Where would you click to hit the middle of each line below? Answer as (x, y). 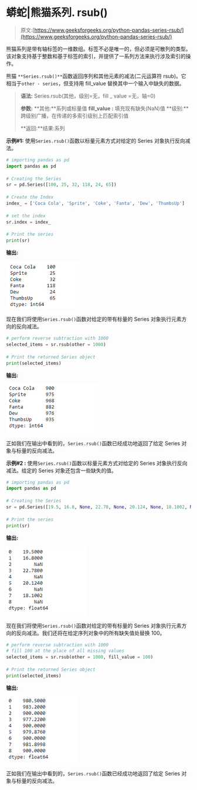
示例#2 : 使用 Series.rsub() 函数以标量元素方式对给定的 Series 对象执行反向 (97, 463)
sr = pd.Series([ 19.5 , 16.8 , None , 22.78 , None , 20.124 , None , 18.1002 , (97, 507)
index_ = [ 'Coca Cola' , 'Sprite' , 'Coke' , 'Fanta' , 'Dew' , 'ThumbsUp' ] (95, 204)
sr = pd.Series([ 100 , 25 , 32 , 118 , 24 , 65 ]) (61, 185)
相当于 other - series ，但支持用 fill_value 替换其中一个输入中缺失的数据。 (95, 83)
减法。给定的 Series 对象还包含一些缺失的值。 (62, 470)
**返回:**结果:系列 (43, 128)
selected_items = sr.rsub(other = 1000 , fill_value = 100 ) (80, 657)
